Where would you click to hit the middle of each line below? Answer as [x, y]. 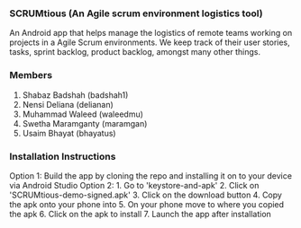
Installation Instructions [63, 156]
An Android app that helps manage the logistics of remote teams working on [151, 33]
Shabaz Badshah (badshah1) [75, 95]
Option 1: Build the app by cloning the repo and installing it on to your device [151, 175]
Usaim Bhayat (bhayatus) [69, 133]
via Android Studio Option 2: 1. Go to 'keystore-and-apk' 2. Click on [134, 185]
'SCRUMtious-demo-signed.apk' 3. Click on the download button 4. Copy [146, 195]
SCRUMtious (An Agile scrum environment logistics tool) [136, 13]
